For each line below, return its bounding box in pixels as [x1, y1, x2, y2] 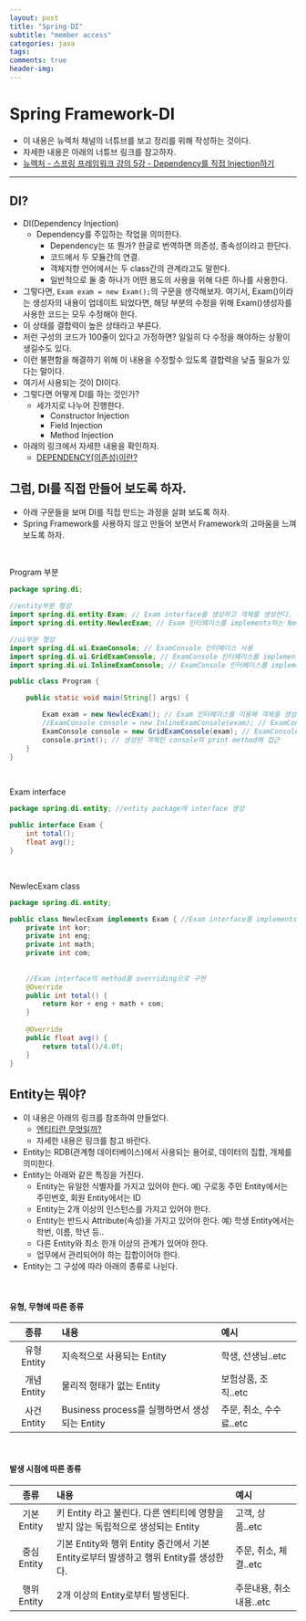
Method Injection [49, 429, 114, 440]
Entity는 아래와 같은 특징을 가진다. [22, 1170, 144, 1181]
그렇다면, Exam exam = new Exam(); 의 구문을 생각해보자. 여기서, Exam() [22, 285, 280, 297]
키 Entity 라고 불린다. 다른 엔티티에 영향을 [56, 1506, 225, 1519]
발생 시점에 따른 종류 [9, 1463, 82, 1475]
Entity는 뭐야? [9, 1086, 87, 1101]
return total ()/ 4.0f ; [42, 1042, 125, 1051]
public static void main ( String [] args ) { [25, 693, 189, 703]
